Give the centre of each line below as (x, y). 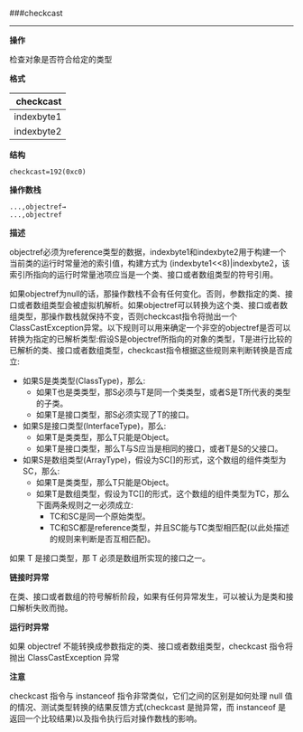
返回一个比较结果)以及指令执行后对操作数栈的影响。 (106, 718)
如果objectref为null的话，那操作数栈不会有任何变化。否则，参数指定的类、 (147, 294)
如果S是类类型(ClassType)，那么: (84, 380)
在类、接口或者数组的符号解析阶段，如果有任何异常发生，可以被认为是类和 (147, 596)
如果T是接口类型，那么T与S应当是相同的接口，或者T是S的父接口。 (159, 448)
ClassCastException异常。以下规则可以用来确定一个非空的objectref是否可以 (150, 328)
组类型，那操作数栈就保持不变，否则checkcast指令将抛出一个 (123, 316)
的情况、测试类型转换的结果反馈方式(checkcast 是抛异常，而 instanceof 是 (148, 707)
